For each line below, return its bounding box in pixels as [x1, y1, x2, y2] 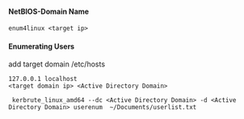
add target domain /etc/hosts [8, 59, 106, 69]
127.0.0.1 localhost [8, 75, 78, 83]
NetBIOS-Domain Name [8, 6, 90, 16]
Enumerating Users [8, 41, 75, 51]
